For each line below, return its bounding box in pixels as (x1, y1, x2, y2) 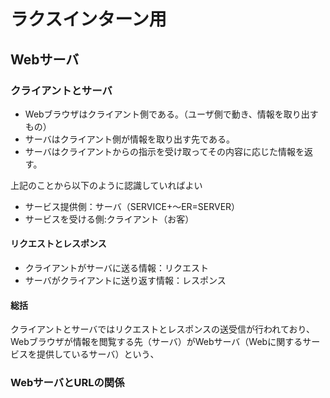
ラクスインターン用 (10, 8, 167, 31)
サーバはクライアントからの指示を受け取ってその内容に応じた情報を (24, 145, 305, 157)
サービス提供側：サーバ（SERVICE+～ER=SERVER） (24, 200, 241, 212)
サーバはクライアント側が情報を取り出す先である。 (24, 133, 235, 145)
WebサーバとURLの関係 (10, 376, 125, 390)
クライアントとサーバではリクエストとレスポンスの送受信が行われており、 (10, 323, 315, 335)
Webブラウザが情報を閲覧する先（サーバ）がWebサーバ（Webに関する (10, 336, 303, 348)
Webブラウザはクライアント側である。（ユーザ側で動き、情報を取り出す (24, 108, 319, 120)
